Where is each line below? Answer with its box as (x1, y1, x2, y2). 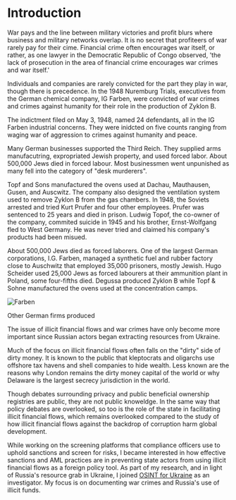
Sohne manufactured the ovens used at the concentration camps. (7, 283, 198, 292)
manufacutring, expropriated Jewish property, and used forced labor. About (7, 152, 228, 160)
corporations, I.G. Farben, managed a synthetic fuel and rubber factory (7, 254, 213, 262)
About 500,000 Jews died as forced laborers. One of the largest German (7, 246, 218, 255)
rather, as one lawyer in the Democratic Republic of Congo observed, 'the (7, 51, 221, 59)
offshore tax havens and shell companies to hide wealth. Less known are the (7, 361, 230, 370)
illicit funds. (7, 485, 41, 494)
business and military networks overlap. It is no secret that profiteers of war (7, 35, 228, 44)
